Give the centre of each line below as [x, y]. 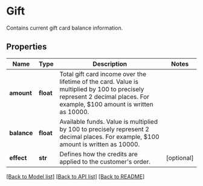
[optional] [180, 158]
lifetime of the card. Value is [99, 82]
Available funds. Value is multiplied [109, 121]
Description [110, 63]
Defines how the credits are [98, 154]
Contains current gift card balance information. [65, 28]
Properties [27, 47]
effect [18, 158]
